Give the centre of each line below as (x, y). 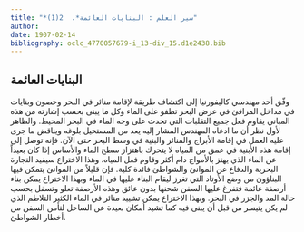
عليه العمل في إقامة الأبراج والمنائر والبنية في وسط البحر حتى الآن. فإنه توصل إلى (147, 140)
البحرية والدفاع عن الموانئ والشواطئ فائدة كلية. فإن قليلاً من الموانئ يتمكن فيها (144, 169)
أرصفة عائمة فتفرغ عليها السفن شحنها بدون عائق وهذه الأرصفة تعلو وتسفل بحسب (148, 188)
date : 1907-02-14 (43, 34)
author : (25, 26)
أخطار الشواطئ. (38, 217)
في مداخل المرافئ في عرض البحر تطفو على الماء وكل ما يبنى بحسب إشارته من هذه (152, 111)
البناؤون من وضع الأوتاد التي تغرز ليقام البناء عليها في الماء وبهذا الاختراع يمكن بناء (146, 179)
